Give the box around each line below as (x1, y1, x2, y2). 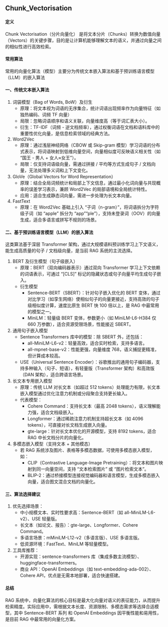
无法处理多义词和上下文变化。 (29, 167, 91, 173)
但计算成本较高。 (27, 353, 63, 359)
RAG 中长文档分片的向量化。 (27, 435, 86, 441)
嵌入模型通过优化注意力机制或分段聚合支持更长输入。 (20, 390, 130, 397)
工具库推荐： (12, 547, 39, 553)
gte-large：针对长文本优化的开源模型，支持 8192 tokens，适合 (27, 428, 156, 435)
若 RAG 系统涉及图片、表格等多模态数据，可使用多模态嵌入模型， (20, 447, 155, 453)
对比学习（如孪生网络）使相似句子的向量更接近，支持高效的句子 (27, 296, 159, 302)
